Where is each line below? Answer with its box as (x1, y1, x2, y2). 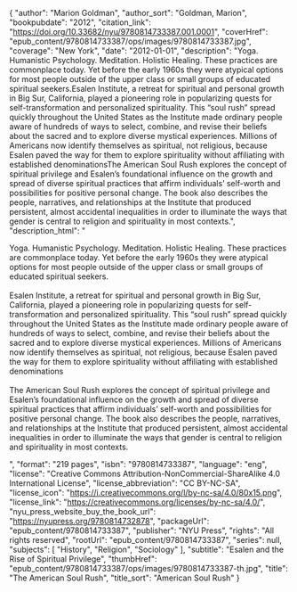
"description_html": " (9, 226, 86, 235)
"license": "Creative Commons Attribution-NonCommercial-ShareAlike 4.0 (9, 468, 281, 479)
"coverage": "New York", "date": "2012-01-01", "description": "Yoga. (9, 45, 259, 56)
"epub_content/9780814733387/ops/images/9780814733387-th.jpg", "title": (9, 563, 289, 573)
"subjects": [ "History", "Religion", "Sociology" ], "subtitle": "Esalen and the (9, 544, 285, 555)
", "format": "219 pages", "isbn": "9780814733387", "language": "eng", (9, 459, 268, 469)
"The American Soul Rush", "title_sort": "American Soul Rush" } (9, 572, 240, 583)
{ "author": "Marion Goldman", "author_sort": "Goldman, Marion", (9, 8, 247, 18)
